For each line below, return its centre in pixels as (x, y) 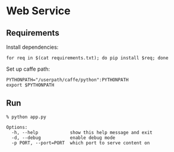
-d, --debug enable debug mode (64, 138)
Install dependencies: (32, 47)
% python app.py (26, 117)
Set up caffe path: (28, 69)
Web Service (39, 11)
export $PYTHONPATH (30, 85)
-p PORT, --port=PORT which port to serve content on (81, 143)
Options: (17, 127)
